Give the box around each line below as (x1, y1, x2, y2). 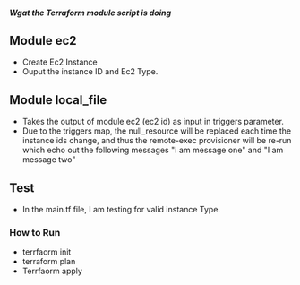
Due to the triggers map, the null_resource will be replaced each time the (21, 125, 292, 136)
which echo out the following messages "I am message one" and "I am (21, 144, 284, 156)
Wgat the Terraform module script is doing (9, 7, 172, 18)
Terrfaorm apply (21, 265, 83, 277)
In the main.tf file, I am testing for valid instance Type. (21, 204, 221, 215)
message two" (21, 154, 76, 165)
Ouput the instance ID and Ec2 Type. (21, 66, 159, 77)
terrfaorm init (21, 246, 72, 257)
